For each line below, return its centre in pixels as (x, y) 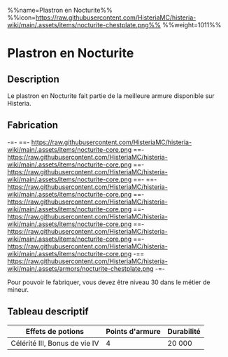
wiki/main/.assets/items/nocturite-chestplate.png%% (84, 25)
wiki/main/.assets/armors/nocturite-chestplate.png (80, 268)
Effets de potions (55, 331)
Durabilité (184, 331)
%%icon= (22, 17)
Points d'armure (133, 331)
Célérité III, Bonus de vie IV (55, 343)
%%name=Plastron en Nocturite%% (60, 10)
